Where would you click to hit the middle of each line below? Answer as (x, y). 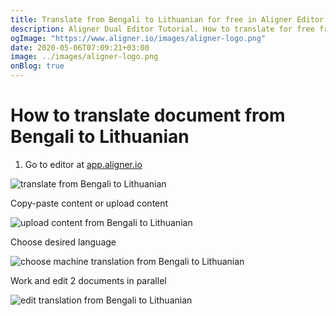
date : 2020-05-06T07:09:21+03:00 (80, 47)
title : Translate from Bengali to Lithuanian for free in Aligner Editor (167, 19)
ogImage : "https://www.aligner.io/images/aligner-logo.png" (138, 38)
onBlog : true (37, 66)
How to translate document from (148, 115)
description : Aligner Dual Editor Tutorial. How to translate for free (162, 29)
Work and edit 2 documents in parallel (88, 280)
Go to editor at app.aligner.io (83, 164)
